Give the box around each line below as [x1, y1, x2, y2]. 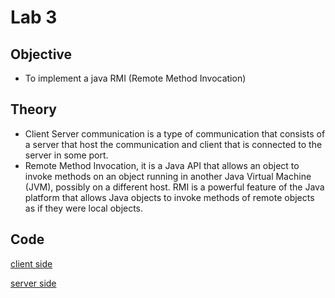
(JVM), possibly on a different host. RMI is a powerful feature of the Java [24, 181, 325, 193]
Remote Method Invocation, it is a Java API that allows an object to [24, 159, 300, 171]
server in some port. [24, 149, 109, 161]
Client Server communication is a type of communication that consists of [24, 127, 326, 140]
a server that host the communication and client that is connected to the [24, 138, 323, 150]
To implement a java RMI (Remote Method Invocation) [24, 72, 247, 84]
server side [10, 277, 57, 289]
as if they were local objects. [24, 202, 144, 214]
